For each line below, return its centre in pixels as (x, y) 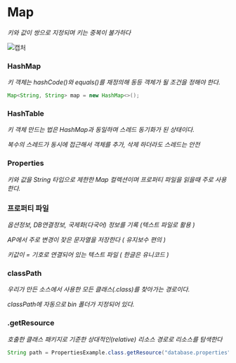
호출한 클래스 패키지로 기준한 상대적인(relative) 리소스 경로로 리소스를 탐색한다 (115, 339)
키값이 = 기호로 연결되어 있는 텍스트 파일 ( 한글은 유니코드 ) (88, 255)
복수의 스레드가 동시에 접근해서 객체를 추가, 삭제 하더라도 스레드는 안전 (104, 145)
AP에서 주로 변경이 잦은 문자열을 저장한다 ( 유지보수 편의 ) (87, 240)
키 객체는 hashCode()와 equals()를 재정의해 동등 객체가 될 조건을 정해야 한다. (114, 82)
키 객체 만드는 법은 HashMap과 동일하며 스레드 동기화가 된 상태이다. (101, 130)
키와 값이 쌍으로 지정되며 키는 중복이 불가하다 (69, 32)
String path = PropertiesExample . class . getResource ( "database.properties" (119, 352)
